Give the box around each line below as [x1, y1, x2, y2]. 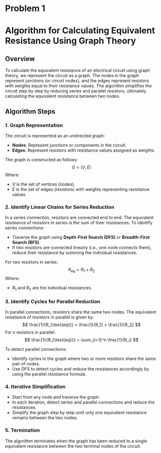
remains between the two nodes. [12, 415, 78, 421]
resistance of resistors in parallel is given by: [5, 314, 95, 320]
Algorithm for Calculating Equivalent [5, 25, 155, 36]
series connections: [5, 225, 45, 231]
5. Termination [5, 427, 40, 434]
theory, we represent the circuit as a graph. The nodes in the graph [5, 73, 139, 78]
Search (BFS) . [12, 239, 41, 245]
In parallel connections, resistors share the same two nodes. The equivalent [5, 309, 157, 315]
